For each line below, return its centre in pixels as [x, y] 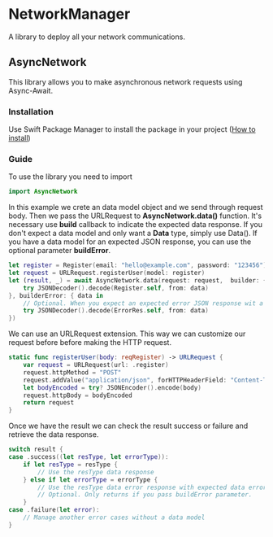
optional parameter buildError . [60, 251]
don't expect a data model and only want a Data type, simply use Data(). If [133, 234]
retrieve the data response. [54, 434]
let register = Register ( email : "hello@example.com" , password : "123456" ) [138, 265]
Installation [31, 111]
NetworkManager [69, 14]
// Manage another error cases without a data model [114, 517]
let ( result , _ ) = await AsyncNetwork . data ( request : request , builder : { [138, 280]
